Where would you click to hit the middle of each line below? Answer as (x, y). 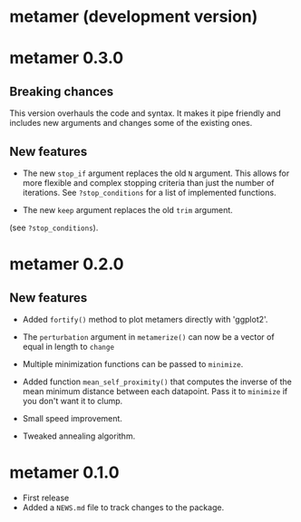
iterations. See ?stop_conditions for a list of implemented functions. (149, 193)
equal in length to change (68, 347)
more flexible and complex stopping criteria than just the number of (148, 183)
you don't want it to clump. (73, 401)
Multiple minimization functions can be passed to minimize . (133, 364)
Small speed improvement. (72, 418)
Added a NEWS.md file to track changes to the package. (123, 507)
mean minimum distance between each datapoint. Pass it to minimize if (155, 391)
